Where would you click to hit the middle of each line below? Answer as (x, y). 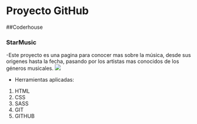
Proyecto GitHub (47, 11)
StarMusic (21, 42)
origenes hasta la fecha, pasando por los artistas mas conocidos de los (93, 61)
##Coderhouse (24, 27)
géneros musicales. (30, 68)
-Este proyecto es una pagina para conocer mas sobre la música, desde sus (98, 55)
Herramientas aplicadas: (44, 80)
